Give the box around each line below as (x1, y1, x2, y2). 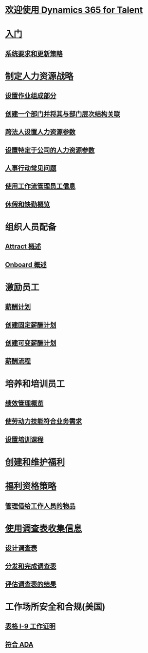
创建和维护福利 (5, 457, 65, 468)
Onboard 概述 (5, 260, 47, 269)
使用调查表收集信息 (5, 523, 82, 534)
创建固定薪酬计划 (5, 321, 56, 329)
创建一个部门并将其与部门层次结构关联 (5, 110, 120, 118)
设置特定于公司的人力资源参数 (5, 146, 95, 154)
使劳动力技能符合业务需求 (5, 417, 82, 425)
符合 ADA (5, 640, 34, 649)
